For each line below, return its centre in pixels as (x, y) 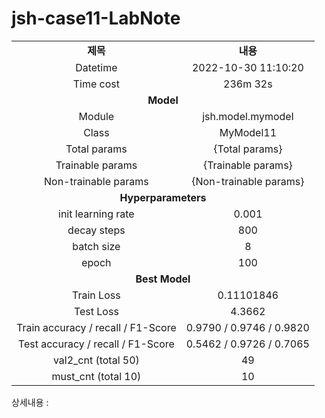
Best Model (163, 279)
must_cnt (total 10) (96, 376)
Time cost (96, 84)
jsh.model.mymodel (248, 116)
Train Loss (96, 295)
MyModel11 (248, 132)
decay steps (96, 230)
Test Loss (96, 311)
